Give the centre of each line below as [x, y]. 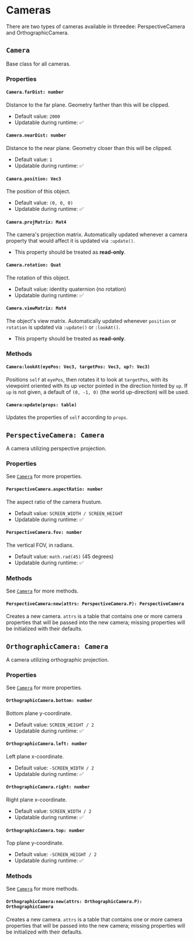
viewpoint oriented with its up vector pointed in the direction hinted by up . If [97, 386]
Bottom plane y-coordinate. [39, 713]
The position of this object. [38, 192]
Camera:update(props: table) [41, 405]
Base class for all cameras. [39, 64]
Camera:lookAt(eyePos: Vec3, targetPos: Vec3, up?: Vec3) [78, 367]
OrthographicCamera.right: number [48, 787]
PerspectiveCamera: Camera [55, 435]
